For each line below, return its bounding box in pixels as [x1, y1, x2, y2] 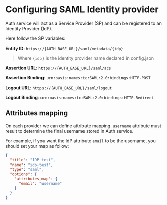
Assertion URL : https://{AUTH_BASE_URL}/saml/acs [5, 65, 111, 71]
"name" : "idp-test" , [10, 162, 53, 168]
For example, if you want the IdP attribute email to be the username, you [5, 138, 156, 144]
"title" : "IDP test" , [10, 157, 56, 162]
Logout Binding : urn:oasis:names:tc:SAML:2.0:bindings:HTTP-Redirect [5, 94, 154, 100]
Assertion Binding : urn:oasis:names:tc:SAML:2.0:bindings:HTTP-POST [5, 74, 151, 80]
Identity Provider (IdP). [5, 25, 53, 31]
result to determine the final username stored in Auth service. [5, 128, 134, 134]
